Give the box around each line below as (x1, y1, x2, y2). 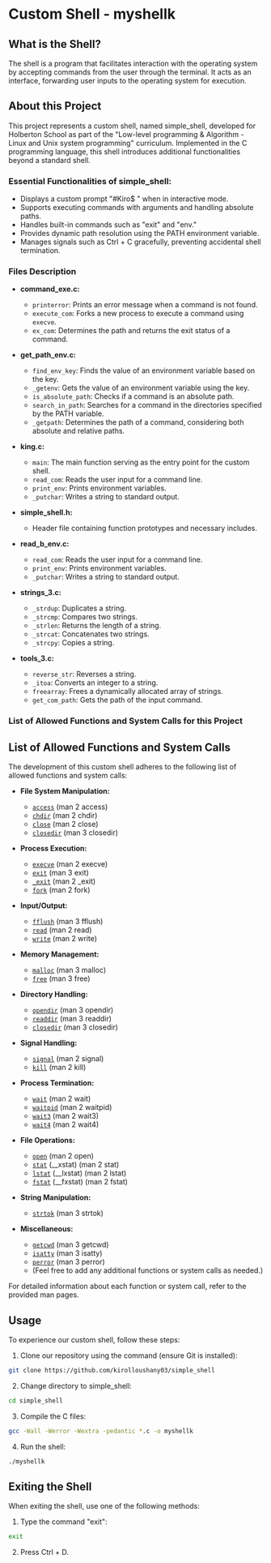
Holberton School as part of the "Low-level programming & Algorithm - (8, 129, 244, 139)
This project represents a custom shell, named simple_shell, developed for (8, 121, 256, 131)
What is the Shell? (8, 37, 101, 51)
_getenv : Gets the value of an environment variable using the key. (32, 383, 250, 393)
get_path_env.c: (19, 350, 77, 360)
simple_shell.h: (19, 507, 73, 517)
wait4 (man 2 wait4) (32, 1120, 100, 1129)
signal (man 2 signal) (32, 1054, 104, 1064)
